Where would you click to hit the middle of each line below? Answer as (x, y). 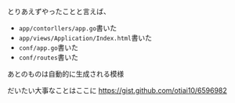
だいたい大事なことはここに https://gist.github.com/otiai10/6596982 (117, 91)
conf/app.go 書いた (49, 48)
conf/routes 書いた (49, 57)
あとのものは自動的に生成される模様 (66, 74)
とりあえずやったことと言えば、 (59, 11)
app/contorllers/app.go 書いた (68, 28)
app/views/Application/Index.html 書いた (85, 38)
